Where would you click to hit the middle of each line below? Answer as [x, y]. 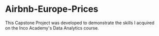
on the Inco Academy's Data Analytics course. [52, 28]
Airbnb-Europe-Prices [52, 9]
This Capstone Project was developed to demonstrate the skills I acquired [80, 23]
